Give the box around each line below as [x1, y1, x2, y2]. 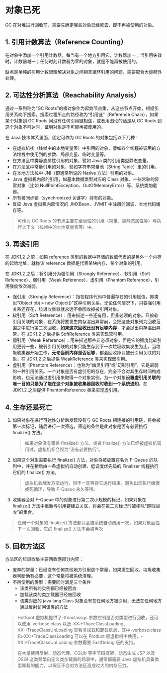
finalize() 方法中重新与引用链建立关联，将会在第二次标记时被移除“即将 [12, 503, 156, 509]
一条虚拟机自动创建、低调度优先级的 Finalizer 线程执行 [47, 463, 159, 469]
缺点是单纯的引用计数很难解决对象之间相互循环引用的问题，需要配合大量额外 [5, 69, 162, 75]
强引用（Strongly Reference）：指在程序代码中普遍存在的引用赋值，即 [12, 294, 155, 300]
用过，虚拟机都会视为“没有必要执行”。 [24, 446, 103, 453]
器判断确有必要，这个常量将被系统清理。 [12, 573, 95, 578]
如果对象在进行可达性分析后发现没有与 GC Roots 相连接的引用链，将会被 [12, 417, 161, 423]
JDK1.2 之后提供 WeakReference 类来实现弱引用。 [26, 356, 130, 362]
